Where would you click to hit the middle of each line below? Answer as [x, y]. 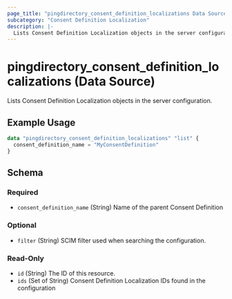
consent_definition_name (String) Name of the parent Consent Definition [120, 207]
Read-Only [26, 258]
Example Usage [41, 123]
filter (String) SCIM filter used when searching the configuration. [111, 240]
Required [23, 192]
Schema [25, 173]
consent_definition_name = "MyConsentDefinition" [86, 145]
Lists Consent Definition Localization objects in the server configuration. [110, 101]
